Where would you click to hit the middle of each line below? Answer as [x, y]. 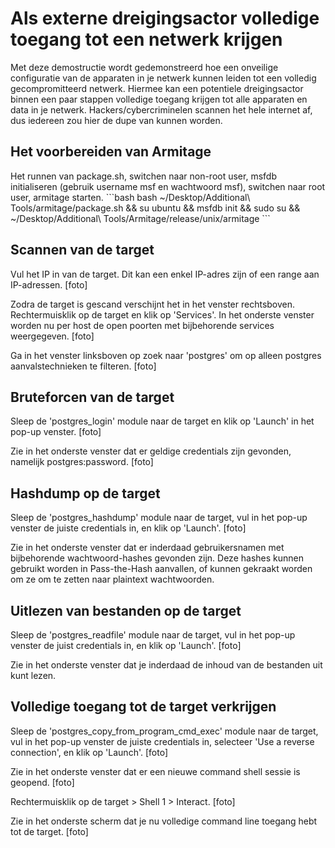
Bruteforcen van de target [92, 397]
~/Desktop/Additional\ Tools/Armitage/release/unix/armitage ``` [140, 218]
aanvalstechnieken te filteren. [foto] [83, 366]
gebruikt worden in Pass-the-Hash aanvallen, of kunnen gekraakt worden [161, 569]
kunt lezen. [33, 675]
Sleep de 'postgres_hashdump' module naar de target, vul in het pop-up [159, 518]
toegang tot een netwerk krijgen [146, 39]
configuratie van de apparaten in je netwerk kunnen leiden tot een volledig [163, 78]
